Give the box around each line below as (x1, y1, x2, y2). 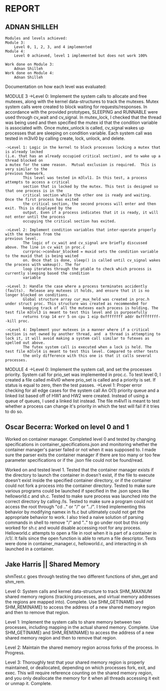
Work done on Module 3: (5, 62, 55, 67)
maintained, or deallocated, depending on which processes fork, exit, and (5, 664, 156, 670)
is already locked (5, 149, 43, 154)
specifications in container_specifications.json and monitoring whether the (5, 441, 158, 447)
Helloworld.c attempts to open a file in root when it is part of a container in (5, 530, 157, 536)
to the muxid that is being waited (5, 253, 79, 258)
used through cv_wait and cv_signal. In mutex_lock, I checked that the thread (5, 115, 162, 120)
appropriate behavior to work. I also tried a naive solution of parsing (5, 514, 144, 520)
